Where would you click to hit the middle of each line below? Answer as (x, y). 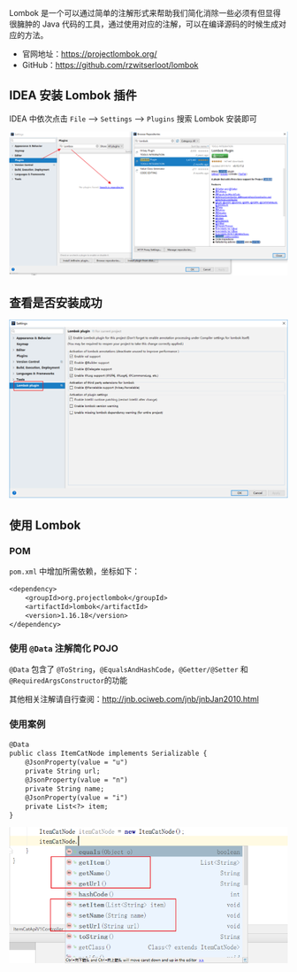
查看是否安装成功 (56, 302)
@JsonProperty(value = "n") (76, 780)
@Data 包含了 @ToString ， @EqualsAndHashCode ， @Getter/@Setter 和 (129, 669)
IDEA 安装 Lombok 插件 (73, 96)
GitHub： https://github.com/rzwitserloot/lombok (110, 65)
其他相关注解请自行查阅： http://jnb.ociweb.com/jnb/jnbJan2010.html (134, 699)
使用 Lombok (45, 525)
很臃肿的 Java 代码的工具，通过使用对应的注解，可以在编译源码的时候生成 (144, 24)
